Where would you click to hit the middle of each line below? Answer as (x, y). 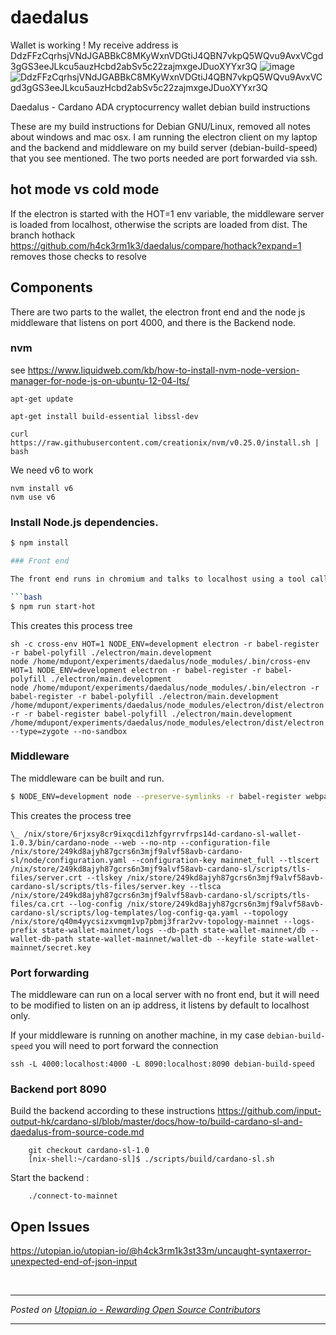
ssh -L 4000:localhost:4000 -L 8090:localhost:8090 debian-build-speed (162, 1064)
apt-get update (42, 399)
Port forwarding (50, 973)
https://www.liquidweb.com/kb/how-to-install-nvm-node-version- (163, 370)
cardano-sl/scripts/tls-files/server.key (98, 886)
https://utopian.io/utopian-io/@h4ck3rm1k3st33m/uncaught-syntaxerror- (161, 1251)
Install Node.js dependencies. (84, 522)
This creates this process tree (71, 625)
